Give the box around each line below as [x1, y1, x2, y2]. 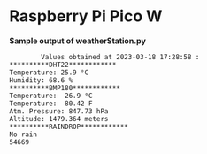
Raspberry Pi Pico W [9, 6, 163, 27]
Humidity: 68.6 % [9, 75, 73, 85]
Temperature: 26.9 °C [9, 91, 93, 100]
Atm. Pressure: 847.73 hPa [9, 106, 109, 116]
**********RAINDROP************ [9, 122, 128, 131]
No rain [9, 130, 38, 139]
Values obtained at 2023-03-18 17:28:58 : [41, 52, 200, 61]
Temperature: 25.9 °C [9, 68, 89, 77]
